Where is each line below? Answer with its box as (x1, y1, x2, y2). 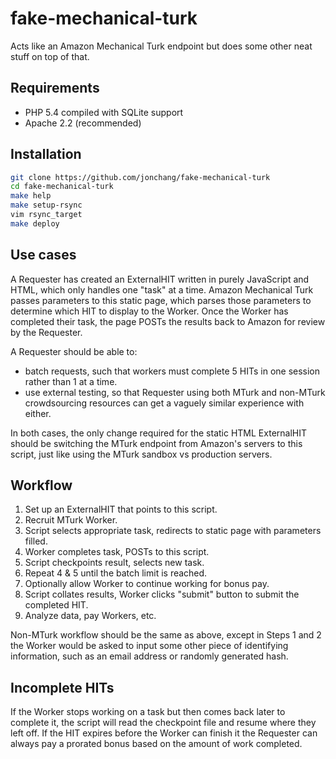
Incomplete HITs (10, 679, 115, 696)
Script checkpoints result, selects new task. (24, 557, 205, 569)
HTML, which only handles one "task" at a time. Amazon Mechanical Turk (10, 283, 314, 296)
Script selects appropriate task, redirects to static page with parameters (24, 525, 322, 537)
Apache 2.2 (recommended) (24, 117, 142, 129)
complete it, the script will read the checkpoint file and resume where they (10, 717, 317, 729)
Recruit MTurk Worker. (24, 514, 118, 526)
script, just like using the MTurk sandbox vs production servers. (10, 448, 273, 460)
